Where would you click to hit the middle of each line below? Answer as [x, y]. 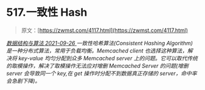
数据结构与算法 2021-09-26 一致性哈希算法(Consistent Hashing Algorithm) [100, 43]
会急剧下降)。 [23, 81]
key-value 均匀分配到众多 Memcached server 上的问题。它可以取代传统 [108, 58]
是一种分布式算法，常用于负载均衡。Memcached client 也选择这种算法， [97, 50]
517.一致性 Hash [47, 12]
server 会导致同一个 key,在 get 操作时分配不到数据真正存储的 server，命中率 [102, 73]
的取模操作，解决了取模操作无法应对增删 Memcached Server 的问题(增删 [97, 66]
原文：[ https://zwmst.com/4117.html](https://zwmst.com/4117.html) [105, 30]
